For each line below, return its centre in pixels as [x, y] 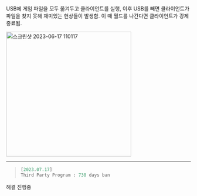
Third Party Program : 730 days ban [65, 175]
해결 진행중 [19, 187]
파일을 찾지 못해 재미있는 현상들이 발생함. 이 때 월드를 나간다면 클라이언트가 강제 [98, 16]
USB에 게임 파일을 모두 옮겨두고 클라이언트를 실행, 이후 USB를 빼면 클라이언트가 [98, 8]
